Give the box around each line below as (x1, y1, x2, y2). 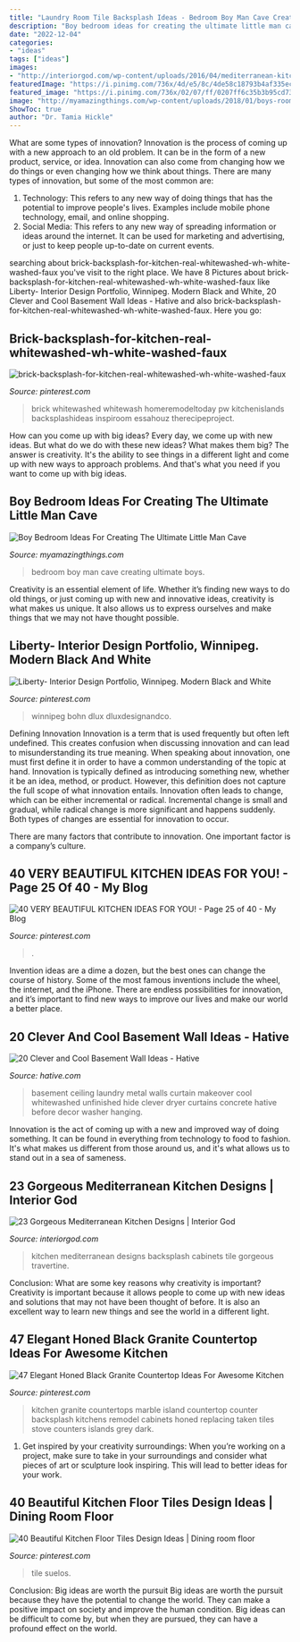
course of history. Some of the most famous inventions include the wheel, (9, 975, 281, 986)
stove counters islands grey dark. (30, 1423, 154, 1434)
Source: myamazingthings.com (9, 549, 125, 560)
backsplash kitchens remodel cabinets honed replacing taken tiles (30, 1414, 275, 1425)
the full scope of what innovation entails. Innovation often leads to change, (9, 784, 284, 796)
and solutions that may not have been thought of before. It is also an (9, 1297, 261, 1307)
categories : (9, 38, 54, 47)
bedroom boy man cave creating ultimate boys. (30, 566, 205, 577)
